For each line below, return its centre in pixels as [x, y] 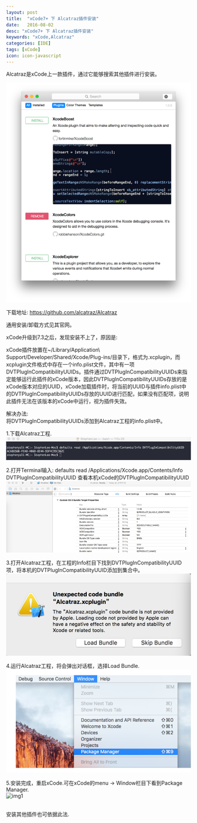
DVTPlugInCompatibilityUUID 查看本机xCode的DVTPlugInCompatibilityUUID [98, 477]
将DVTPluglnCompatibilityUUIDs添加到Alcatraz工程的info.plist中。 [86, 421]
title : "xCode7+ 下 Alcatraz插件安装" [52, 19]
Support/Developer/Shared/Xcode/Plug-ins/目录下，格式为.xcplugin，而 [93, 357]
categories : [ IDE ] [28, 43]
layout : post [22, 12]
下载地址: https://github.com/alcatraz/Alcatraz [62, 313]
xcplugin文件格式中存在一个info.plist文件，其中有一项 [70, 365]
